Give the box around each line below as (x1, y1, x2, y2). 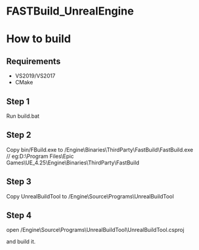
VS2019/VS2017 (15, 72, 56, 79)
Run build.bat (6, 112, 39, 120)
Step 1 (6, 96, 30, 107)
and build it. (6, 238, 36, 245)
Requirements (6, 56, 61, 66)
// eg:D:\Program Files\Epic (6, 152, 74, 160)
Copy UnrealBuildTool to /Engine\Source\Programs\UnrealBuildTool (6, 192, 174, 200)
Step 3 (6, 177, 32, 187)
